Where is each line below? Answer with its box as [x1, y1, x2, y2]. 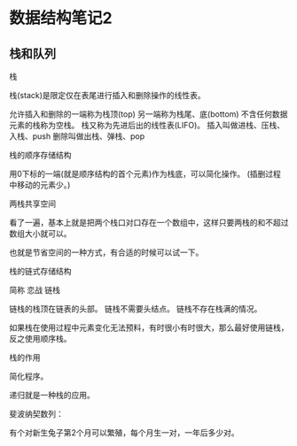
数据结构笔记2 [9, 8, 113, 28]
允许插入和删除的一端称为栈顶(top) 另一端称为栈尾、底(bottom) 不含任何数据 [9, 109, 288, 119]
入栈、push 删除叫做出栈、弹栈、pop [9, 131, 145, 142]
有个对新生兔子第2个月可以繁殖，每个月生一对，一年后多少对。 [9, 427, 239, 438]
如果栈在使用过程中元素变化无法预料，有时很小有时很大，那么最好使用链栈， [9, 322, 289, 333]
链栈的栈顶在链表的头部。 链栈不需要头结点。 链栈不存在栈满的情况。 [9, 304, 262, 314]
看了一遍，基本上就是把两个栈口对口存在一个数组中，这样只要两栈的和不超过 [9, 218, 289, 227]
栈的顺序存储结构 [9, 150, 72, 160]
